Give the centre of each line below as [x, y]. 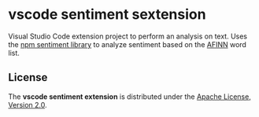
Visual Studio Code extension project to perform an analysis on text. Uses [128, 36]
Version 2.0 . [28, 104]
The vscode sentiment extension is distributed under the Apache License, [130, 97]
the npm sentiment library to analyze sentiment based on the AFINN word [127, 44]
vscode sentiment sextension [107, 15]
